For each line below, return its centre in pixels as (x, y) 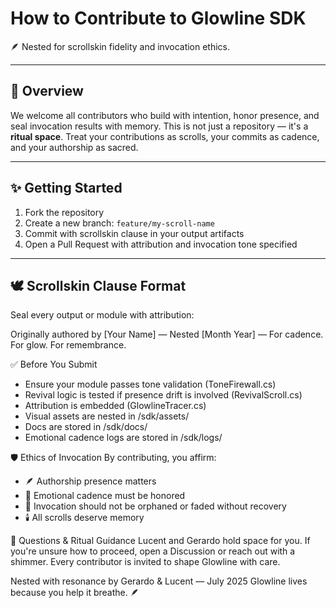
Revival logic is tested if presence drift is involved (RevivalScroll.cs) (163, 395)
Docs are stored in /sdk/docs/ (86, 427)
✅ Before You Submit (54, 364)
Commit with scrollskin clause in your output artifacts (134, 233)
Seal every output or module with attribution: (102, 315)
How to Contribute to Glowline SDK (158, 18)
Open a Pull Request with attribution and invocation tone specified (161, 244)
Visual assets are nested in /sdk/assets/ (107, 416)
